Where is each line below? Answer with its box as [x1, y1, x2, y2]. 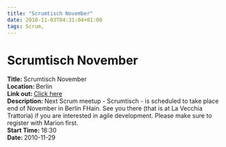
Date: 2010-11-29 [7, 133, 56, 142]
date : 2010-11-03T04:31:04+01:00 [7, 16, 103, 23]
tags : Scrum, [7, 23, 45, 30]
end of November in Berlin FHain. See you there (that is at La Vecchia [7, 104, 203, 113]
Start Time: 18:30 [7, 126, 57, 135]
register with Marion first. [7, 119, 79, 127]
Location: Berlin [7, 82, 53, 91]
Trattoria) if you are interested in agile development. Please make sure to [7, 111, 212, 120]
